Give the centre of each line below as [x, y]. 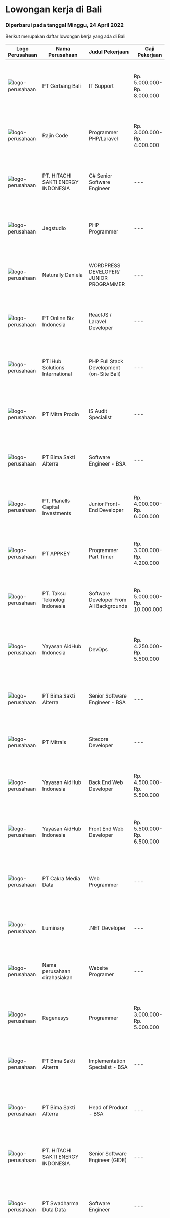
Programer [101, 974]
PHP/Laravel [103, 139]
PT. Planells [56, 501]
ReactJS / [100, 315]
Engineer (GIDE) [108, 1160]
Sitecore [98, 739]
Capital [51, 507]
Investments [57, 513]
